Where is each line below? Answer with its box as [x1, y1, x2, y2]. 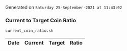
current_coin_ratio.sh [5, 28, 54, 33]
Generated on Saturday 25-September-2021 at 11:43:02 [5, 5, 122, 10]
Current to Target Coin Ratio [5, 17, 77, 24]
